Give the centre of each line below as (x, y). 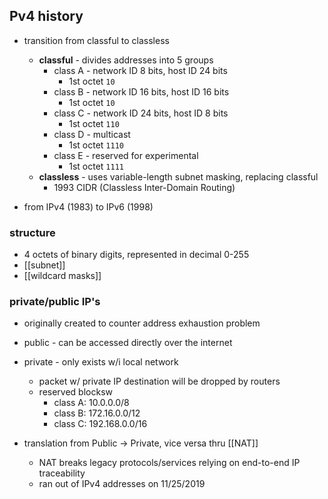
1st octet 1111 (96, 166)
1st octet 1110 (96, 145)
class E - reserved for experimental (126, 155)
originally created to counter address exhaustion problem (142, 323)
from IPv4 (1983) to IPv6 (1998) (88, 206)
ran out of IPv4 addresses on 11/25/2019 (122, 484)
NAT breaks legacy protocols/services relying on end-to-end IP (169, 463)
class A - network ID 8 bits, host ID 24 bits (140, 70)
